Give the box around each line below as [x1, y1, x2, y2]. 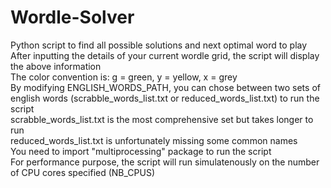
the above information [10, 60, 102, 72]
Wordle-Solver [10, 6, 135, 29]
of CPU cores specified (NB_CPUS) [10, 166, 156, 178]
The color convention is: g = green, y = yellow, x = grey [10, 71, 238, 83]
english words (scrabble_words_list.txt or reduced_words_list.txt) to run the [10, 92, 320, 104]
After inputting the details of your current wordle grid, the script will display [10, 49, 320, 61]
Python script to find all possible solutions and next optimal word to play [10, 39, 308, 51]
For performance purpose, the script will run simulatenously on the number [10, 156, 320, 168]
